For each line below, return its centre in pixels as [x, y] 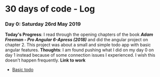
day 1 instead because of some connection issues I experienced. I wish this [80, 55]
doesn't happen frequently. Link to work [45, 60]
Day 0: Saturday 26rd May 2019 [43, 24]
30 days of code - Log [50, 9]
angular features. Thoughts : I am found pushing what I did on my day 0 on [80, 50]
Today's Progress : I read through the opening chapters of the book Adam [79, 34]
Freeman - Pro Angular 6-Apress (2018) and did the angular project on [77, 40]
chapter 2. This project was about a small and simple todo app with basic [78, 45]
